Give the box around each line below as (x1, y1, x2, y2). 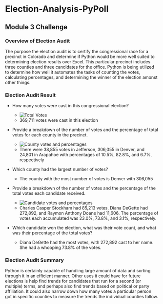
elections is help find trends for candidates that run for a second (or (5, 278, 142, 284)
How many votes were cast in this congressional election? (12, 103, 129, 109)
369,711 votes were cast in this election (19, 117, 99, 123)
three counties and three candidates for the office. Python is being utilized (5, 64, 155, 70)
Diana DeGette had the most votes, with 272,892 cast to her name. (19, 240, 154, 246)
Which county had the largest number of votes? (12, 167, 108, 172)
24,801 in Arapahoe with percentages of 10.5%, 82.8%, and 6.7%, (19, 152, 152, 158)
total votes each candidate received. (12, 190, 86, 196)
